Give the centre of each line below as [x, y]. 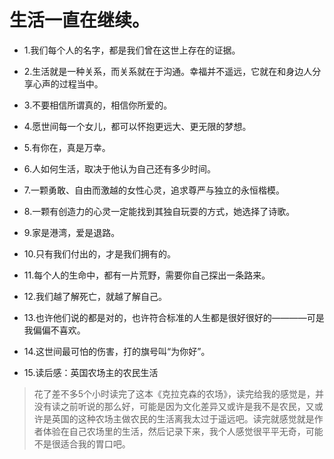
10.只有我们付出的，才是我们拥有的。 [99, 253]
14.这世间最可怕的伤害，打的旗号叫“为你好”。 [117, 351]
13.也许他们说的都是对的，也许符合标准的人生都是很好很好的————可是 [174, 317]
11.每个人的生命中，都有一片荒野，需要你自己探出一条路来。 [147, 275]
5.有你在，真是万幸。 [67, 147]
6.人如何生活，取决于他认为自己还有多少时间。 [120, 168]
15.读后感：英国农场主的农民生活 [91, 372]
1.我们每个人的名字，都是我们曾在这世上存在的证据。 [132, 50]
